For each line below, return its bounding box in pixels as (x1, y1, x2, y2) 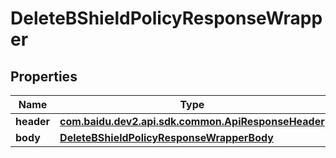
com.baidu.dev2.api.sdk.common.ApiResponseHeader (59, 115, 325, 128)
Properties (10, 68, 78, 85)
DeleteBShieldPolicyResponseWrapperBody (59, 131, 274, 144)
